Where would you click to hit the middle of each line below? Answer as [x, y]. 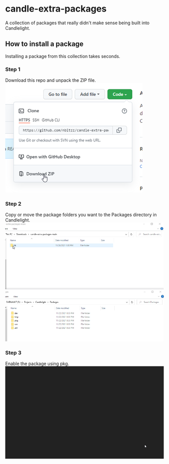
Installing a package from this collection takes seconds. [63, 56]
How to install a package [45, 44]
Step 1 [13, 69]
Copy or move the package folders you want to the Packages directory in [81, 215]
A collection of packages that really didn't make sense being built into [77, 23]
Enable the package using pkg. [37, 364]
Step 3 [13, 352]
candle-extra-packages [56, 9]
